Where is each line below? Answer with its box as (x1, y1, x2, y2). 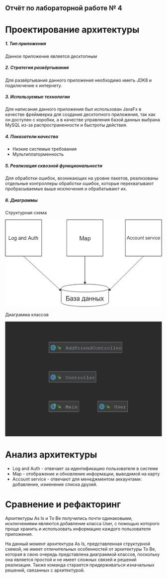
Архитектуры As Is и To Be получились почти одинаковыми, (5, 515, 133, 521)
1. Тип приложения (5, 41, 46, 47)
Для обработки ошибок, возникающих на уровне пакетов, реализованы (5, 175, 159, 181)
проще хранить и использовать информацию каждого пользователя (5, 526, 151, 532)
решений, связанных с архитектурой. (5, 567, 85, 573)
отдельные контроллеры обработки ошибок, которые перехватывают (5, 181, 154, 187)
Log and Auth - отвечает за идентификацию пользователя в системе (12, 465, 158, 472)
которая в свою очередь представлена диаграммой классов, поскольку (5, 551, 160, 557)
